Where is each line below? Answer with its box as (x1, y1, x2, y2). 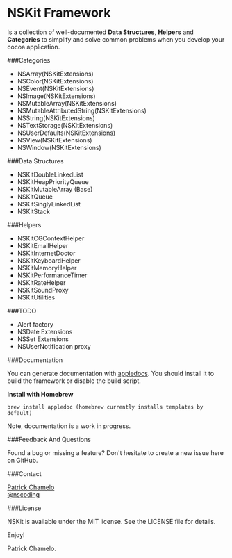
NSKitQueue (17, 192, 53, 201)
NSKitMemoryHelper (17, 263, 77, 272)
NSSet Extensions (17, 335, 69, 343)
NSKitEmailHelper (17, 241, 69, 249)
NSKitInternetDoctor (17, 249, 76, 257)
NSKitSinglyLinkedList (17, 199, 81, 208)
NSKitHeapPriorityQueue (17, 177, 89, 186)
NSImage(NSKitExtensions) (17, 92, 96, 100)
